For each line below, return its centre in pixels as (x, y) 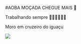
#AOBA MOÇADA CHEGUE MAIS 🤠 (41, 8)
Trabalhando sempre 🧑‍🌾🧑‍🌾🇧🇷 (36, 17)
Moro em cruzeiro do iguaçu (34, 27)
